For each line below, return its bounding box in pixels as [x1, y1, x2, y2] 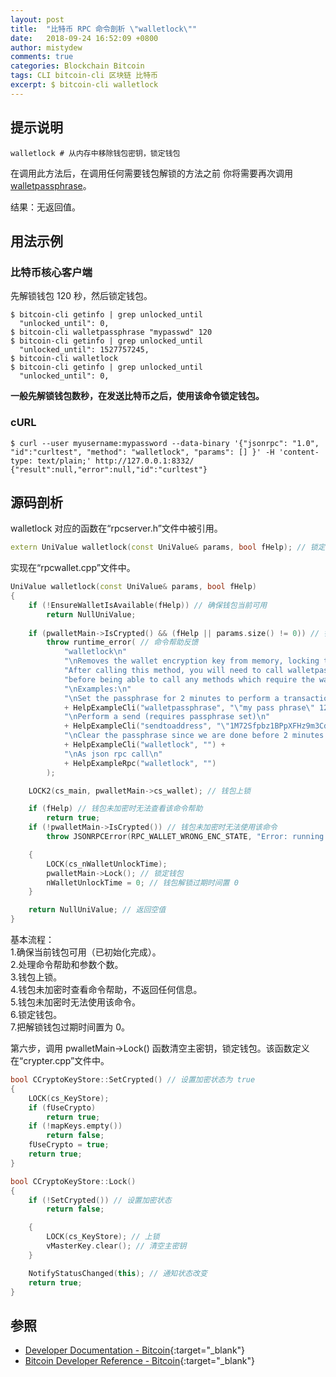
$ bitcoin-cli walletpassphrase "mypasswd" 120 [10, 327, 213, 338]
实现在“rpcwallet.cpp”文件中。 [10, 562, 136, 574]
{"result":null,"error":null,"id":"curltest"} [10, 464, 208, 475]
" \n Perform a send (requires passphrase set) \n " [63, 712, 271, 722]
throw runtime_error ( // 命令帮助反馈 [46, 637, 199, 648]
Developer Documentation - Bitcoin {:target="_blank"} [24, 1344, 246, 1356]
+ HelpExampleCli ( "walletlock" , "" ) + [63, 740, 226, 750]
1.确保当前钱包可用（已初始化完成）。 [10, 946, 162, 958]
